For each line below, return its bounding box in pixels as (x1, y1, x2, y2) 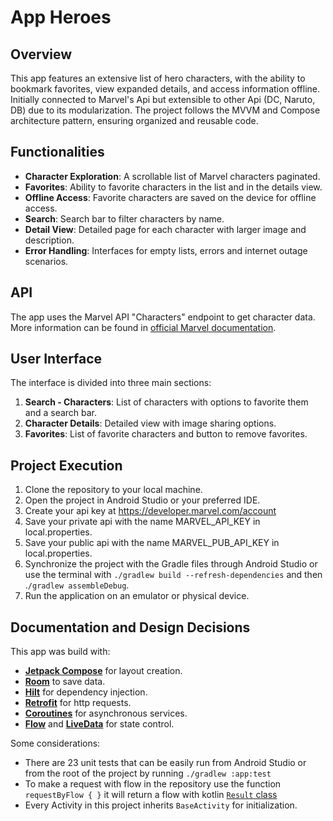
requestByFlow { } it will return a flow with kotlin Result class (24, 789, 278, 801)
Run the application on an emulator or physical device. (24, 590, 250, 602)
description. (24, 234, 75, 246)
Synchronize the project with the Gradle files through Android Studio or (24, 558, 318, 570)
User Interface (10, 351, 103, 368)
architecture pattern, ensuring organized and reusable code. (10, 115, 259, 126)
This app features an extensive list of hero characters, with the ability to (10, 72, 306, 84)
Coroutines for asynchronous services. (24, 707, 188, 720)
